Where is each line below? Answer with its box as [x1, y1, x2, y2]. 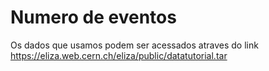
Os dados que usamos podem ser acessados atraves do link [10, 39, 259, 51]
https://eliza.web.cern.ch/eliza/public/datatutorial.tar [10, 49, 228, 61]
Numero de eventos [10, 6, 177, 29]
